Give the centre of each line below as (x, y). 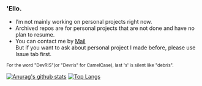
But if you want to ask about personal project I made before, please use (105, 48)
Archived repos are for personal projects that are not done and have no (105, 28)
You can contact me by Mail (50, 41)
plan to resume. (35, 35)
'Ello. (14, 9)
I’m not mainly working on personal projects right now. (84, 22)
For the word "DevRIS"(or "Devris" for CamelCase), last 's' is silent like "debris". (90, 65)
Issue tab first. (33, 54)
